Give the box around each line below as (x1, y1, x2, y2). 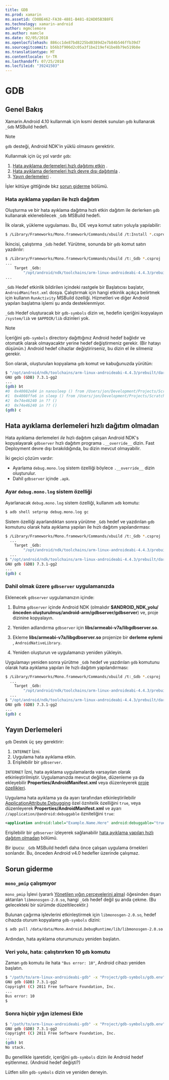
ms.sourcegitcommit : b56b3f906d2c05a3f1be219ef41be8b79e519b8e (5, 45, 141, 50)
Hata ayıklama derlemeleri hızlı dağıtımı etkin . (12, 163, 108, 169)
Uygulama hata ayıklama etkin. (12, 754, 76, 760)
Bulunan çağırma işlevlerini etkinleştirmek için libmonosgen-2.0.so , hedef (5, 911, 156, 918)
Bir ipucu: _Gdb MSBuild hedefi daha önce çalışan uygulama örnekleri (5, 845, 148, 851)
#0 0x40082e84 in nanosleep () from (5, 389, 84, 394)
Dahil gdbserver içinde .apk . (12, 476, 70, 482)
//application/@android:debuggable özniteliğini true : (5, 811, 115, 817)
